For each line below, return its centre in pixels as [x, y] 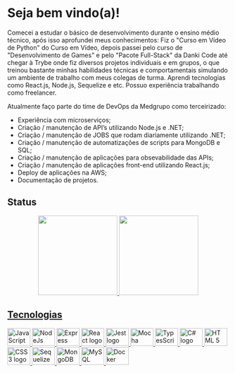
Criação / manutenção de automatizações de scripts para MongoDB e [119, 142]
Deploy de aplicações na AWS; [62, 172]
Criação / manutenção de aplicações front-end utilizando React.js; [114, 165]
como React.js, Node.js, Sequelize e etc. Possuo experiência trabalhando [113, 85]
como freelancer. [32, 93]
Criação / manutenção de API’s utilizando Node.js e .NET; [101, 127]
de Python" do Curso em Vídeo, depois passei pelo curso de [95, 47]
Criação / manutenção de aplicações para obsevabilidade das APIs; [115, 158]
